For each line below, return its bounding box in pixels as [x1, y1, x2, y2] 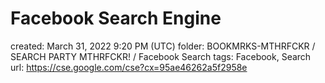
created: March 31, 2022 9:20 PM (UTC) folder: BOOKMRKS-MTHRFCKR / [10, 40, 316, 52]
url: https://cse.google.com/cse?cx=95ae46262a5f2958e [10, 61, 248, 73]
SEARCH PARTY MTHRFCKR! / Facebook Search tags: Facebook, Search [10, 50, 312, 62]
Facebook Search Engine [10, 7, 222, 30]
